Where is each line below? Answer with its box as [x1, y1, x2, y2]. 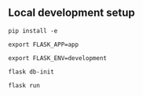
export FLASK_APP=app [8, 41, 79, 48]
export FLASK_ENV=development [8, 54, 108, 62]
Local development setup [8, 6, 135, 20]
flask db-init [8, 68, 55, 76]
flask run [8, 81, 41, 89]
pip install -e [8, 27, 58, 34]
